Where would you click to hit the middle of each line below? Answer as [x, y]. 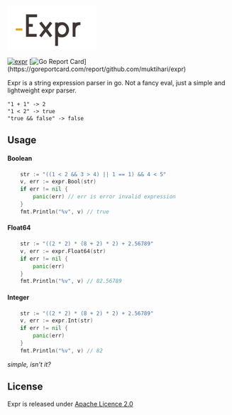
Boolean [20, 158]
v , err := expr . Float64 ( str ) [63, 251]
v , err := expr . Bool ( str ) [59, 182]
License [25, 387]
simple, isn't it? [29, 364]
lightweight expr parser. [42, 90]
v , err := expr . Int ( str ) [57, 321]
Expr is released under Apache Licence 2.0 [70, 404]
